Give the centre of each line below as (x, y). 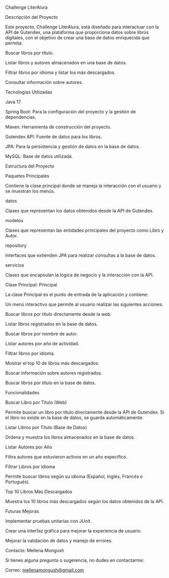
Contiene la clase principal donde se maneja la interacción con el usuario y (83, 186)
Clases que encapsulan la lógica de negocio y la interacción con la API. (79, 275)
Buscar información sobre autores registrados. (54, 373)
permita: (14, 43)
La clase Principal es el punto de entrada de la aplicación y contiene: (77, 295)
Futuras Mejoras (22, 511)
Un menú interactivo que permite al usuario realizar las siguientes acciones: (84, 304)
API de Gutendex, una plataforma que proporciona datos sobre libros (77, 32)
